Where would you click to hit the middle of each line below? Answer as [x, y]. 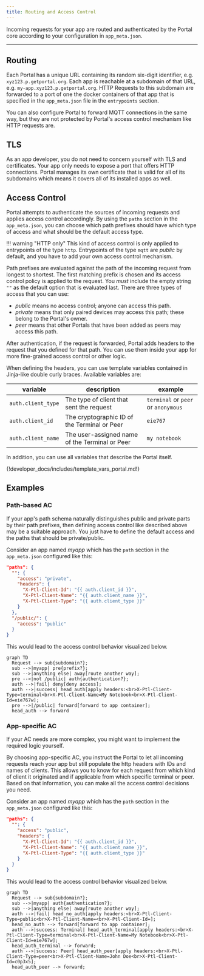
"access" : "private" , [44, 578]
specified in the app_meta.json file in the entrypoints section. [83, 101]
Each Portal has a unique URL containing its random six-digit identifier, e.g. [100, 75]
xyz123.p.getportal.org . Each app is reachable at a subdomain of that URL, [101, 81]
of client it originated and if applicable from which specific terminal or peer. [100, 777]
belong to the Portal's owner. [51, 319]
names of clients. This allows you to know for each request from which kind [101, 770]
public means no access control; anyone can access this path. [93, 306]
